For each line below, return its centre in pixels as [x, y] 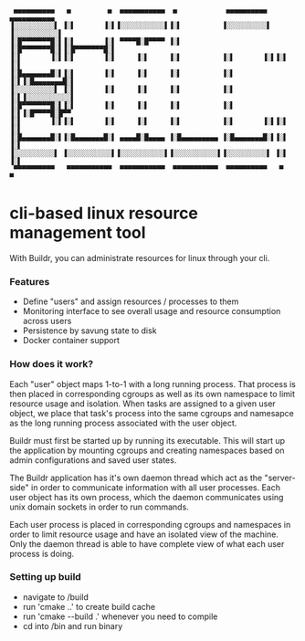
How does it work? [52, 364]
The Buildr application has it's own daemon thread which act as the [136, 478]
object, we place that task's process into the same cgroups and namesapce [152, 413]
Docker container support [71, 341]
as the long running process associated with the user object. [123, 423]
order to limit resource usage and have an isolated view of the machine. [144, 534]
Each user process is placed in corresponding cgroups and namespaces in [150, 524]
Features [30, 281]
